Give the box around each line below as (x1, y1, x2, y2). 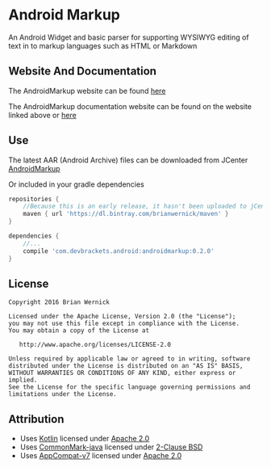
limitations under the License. (8, 390, 117, 398)
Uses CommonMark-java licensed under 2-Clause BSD (19, 442, 203, 452)
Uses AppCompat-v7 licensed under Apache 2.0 (19, 451, 182, 461)
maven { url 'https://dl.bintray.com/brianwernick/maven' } (23, 210, 229, 218)
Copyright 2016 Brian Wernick (8, 298, 110, 306)
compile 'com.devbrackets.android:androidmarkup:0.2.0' (23, 247, 215, 255)
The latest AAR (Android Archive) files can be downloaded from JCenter (8, 155, 248, 165)
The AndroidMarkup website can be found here (8, 86, 166, 95)
